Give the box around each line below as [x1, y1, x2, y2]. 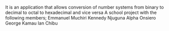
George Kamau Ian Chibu [5, 20, 58, 26]
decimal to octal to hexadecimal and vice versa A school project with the [5, 9, 157, 15]
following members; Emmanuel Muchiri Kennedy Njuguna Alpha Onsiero [5, 15, 156, 20]
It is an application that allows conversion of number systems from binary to [5, 4, 164, 10]
